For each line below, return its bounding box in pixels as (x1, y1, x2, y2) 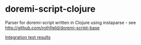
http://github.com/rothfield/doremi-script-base (5, 24, 100, 30)
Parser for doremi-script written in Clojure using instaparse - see (5, 20, 136, 25)
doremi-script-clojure (5, 3, 96, 15)
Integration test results (5, 34, 51, 40)
